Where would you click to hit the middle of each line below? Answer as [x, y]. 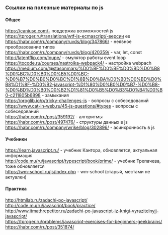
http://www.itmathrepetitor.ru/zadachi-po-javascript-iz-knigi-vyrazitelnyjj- [82, 211]
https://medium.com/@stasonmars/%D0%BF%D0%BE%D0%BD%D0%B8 [82, 68]
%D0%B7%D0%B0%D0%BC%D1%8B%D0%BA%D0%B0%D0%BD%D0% [83, 79]
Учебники [16, 139]
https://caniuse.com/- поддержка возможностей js [59, 31]
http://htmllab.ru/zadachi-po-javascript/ [47, 200]
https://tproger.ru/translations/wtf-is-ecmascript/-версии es [68, 36]
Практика [16, 189]
